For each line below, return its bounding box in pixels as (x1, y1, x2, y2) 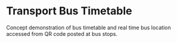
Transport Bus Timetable (6, 4, 133, 18)
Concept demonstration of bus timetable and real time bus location (6, 24, 172, 31)
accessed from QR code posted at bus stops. (6, 30, 118, 37)
